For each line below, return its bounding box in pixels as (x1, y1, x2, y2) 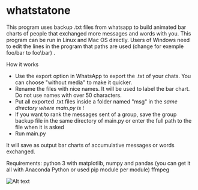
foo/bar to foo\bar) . (6, 49, 55, 56)
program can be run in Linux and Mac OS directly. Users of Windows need (6, 36, 190, 43)
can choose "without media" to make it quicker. (14, 79, 133, 86)
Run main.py (14, 130, 46, 137)
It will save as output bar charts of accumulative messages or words (6, 141, 175, 149)
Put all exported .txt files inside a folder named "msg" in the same (14, 97, 178, 105)
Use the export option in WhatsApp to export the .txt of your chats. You (14, 72, 191, 79)
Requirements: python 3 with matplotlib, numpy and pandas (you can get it (6, 159, 191, 167)
